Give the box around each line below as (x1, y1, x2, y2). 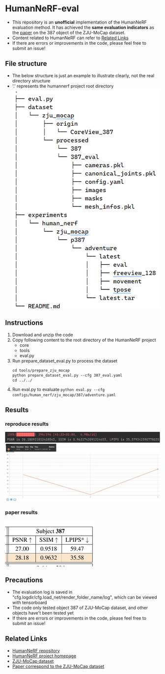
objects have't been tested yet (12, 610, 74, 616)
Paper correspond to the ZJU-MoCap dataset (12, 663, 105, 669)
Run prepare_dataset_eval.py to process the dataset (12, 358, 118, 364)
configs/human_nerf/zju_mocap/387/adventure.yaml (12, 393, 116, 397)
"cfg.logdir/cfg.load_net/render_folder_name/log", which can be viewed (12, 594, 157, 600)
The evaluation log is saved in (12, 589, 73, 595)
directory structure (12, 78, 51, 84)
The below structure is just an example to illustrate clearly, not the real (12, 72, 155, 79)
